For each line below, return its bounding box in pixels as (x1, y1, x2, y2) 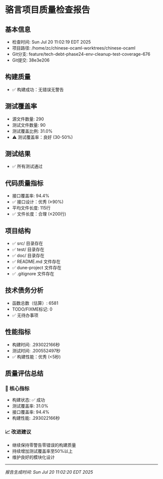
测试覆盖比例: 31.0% (12, 128, 53, 134)
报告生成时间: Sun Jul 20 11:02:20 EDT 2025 (5, 469, 93, 475)
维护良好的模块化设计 (12, 454, 55, 460)
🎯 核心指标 (5, 385, 30, 392)
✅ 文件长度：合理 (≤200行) (12, 211, 66, 217)
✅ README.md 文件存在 (12, 259, 61, 264)
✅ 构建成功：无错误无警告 (12, 86, 64, 92)
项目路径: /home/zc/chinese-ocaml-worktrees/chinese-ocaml (12, 45, 136, 51)
